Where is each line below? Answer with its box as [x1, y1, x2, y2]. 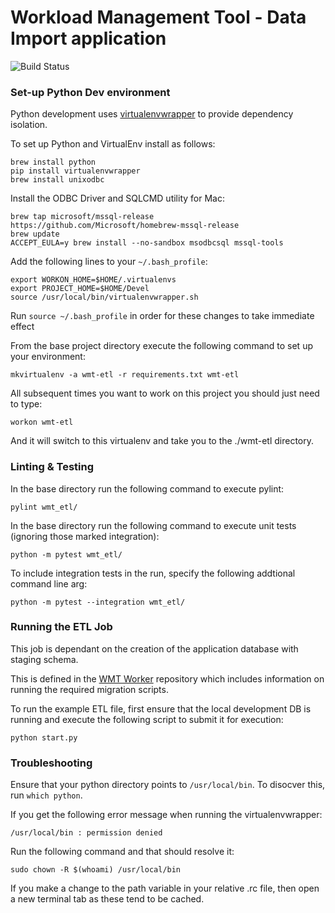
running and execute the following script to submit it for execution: [10, 713, 284, 725]
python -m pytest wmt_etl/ [10, 549, 123, 560]
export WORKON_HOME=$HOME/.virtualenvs [10, 275, 177, 285]
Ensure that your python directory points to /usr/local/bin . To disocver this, [10, 779, 326, 791]
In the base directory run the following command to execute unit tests [10, 519, 297, 531]
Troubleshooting [10, 756, 93, 770]
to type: [10, 398, 43, 410]
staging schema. [10, 653, 79, 665]
